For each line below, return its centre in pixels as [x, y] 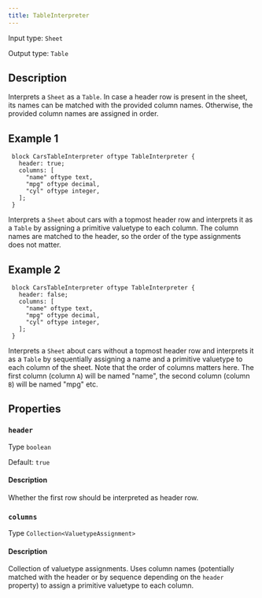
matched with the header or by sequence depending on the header [116, 577]
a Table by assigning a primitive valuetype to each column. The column [123, 228]
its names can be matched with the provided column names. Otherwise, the [131, 105]
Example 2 [34, 269]
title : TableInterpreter [49, 15]
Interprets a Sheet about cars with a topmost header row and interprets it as [131, 220]
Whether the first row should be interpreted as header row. [103, 497]
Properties [35, 409]
